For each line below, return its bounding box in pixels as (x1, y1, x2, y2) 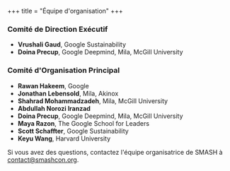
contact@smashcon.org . (7, 155, 79, 164)
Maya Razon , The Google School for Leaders (17, 119, 150, 127)
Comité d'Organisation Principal (7, 66, 120, 76)
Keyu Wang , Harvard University (17, 134, 111, 143)
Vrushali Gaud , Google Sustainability (17, 40, 126, 49)
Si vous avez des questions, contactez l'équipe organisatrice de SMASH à (7, 148, 223, 156)
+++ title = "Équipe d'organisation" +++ (7, 7, 124, 15)
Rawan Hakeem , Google (17, 81, 90, 90)
